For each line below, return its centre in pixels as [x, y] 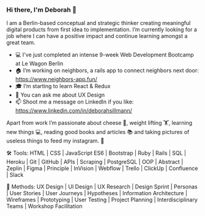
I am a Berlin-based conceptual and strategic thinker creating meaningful [99, 23]
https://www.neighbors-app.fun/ [56, 80]
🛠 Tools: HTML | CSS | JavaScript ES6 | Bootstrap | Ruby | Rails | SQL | [96, 153]
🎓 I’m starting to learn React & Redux [63, 86]
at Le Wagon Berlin [39, 64]
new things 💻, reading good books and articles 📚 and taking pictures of [98, 132]
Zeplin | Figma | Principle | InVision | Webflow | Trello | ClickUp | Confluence [102, 168]
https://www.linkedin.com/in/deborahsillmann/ [74, 111]
